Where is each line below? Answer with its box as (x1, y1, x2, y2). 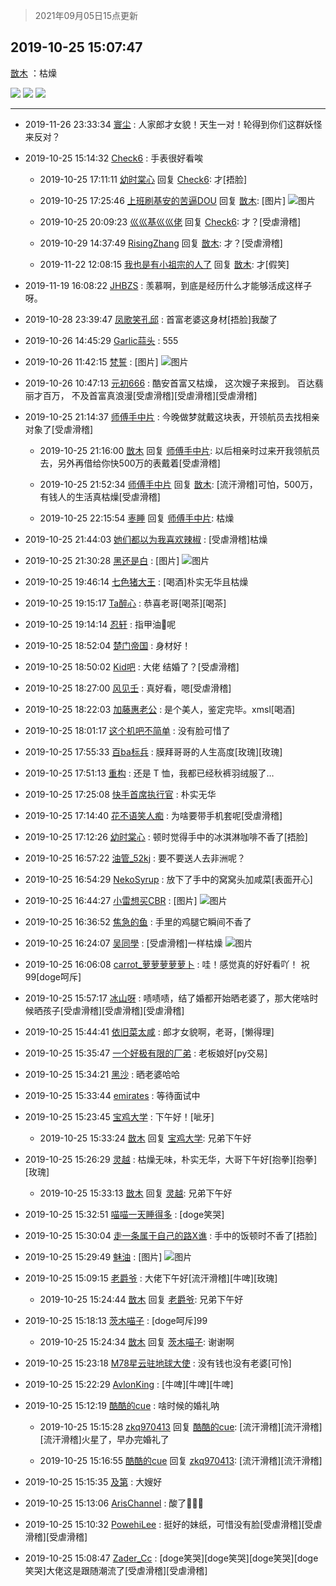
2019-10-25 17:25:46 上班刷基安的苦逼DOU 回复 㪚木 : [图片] (39, 194, 287, 206)
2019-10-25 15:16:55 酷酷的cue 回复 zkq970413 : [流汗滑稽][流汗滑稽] (39, 1454, 323, 1466)
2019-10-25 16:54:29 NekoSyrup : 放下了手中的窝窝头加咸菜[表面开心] (24, 873, 313, 885)
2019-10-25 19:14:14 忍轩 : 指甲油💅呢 (24, 618, 177, 630)
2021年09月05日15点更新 (34, 10, 139, 21)
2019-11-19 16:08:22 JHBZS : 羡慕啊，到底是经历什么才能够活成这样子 (24, 279, 313, 291)
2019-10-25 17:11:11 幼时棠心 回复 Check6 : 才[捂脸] (39, 173, 248, 185)
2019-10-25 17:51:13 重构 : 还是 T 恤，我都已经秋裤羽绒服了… (24, 767, 275, 779)
